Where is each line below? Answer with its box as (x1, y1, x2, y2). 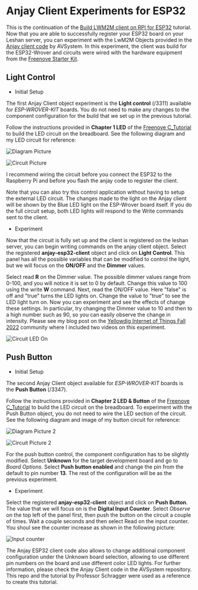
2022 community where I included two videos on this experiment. (6, 323, 166, 331)
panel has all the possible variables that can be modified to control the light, (6, 255, 191, 262)
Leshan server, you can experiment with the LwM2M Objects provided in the (6, 36, 192, 43)
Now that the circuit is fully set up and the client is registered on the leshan (6, 236, 189, 243)
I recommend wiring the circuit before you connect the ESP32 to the (6, 171, 172, 178)
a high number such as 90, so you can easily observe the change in (6, 311, 171, 318)
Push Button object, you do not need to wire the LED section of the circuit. (6, 410, 187, 417)
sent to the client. (6, 213, 48, 220)
